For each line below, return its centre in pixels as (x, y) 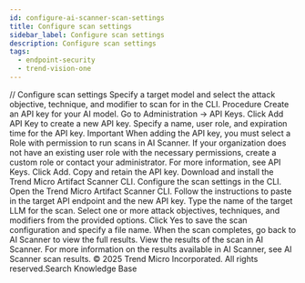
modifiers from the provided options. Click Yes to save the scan (128, 220)
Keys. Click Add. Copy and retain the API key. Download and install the (142, 172)
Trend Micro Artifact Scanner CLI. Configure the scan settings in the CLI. (146, 181)
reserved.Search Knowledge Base (73, 268)
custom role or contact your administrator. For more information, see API (145, 162)
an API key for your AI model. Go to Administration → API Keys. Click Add (147, 114)
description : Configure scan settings (83, 43)
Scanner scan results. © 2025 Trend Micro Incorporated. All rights (134, 258)
